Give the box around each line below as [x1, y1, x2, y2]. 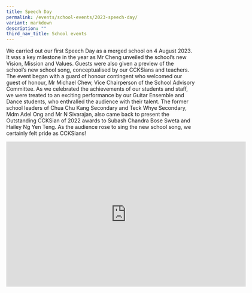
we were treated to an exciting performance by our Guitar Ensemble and [6, 92, 184, 99]
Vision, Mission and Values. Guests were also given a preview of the [6, 60, 174, 67]
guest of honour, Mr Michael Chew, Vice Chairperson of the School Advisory [6, 79, 195, 87]
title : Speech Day [6, 8, 52, 15]
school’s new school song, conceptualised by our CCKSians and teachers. [6, 66, 190, 73]
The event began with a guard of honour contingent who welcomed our [6, 73, 183, 80]
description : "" [6, 25, 47, 32]
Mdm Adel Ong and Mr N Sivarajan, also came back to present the [6, 111, 169, 118]
